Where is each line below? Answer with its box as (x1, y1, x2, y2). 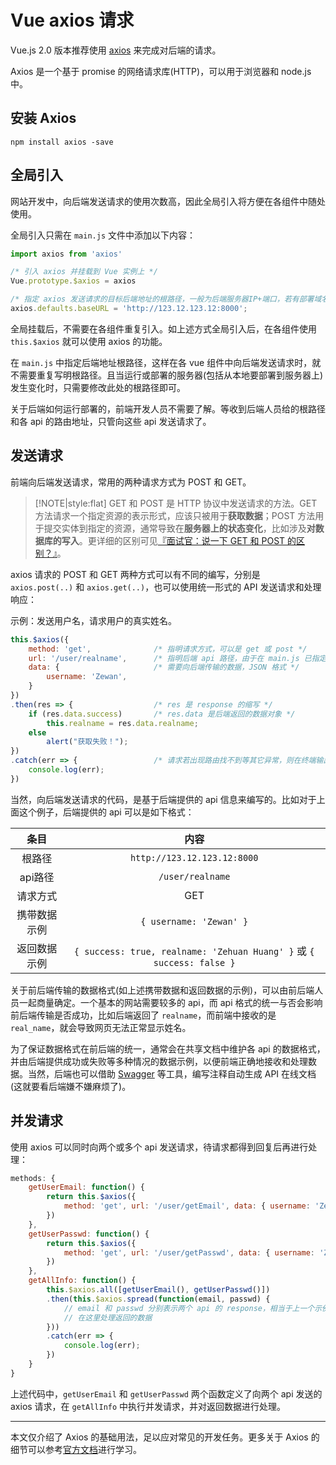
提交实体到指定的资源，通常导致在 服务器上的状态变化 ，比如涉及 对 (43, 522, 316, 534)
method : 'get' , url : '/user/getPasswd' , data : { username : (63, 1247, 315, 1258)
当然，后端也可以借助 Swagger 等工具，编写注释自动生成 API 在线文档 (27, 1067, 317, 1080)
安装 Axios (10, 110, 77, 127)
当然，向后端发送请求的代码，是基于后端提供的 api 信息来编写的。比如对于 (10, 793, 317, 805)
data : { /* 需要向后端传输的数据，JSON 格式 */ (28, 662, 300, 673)
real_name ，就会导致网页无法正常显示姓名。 (10, 1021, 192, 1033)
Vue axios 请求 (10, 9, 135, 32)
